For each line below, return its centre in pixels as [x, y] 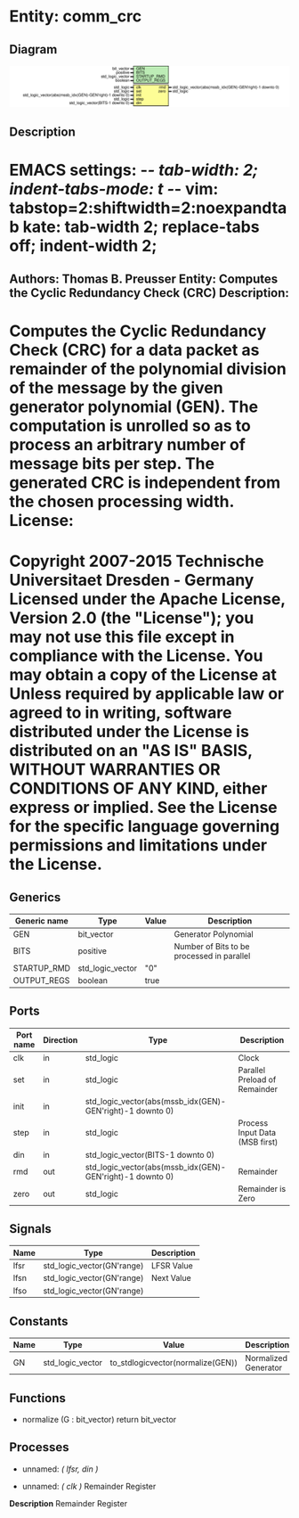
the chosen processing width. [121, 501]
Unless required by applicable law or [147, 694]
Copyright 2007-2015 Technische [137, 561]
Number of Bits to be [212, 946]
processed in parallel [212, 956]
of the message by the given [117, 387]
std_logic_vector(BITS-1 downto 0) [150, 1154]
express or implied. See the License [143, 808]
